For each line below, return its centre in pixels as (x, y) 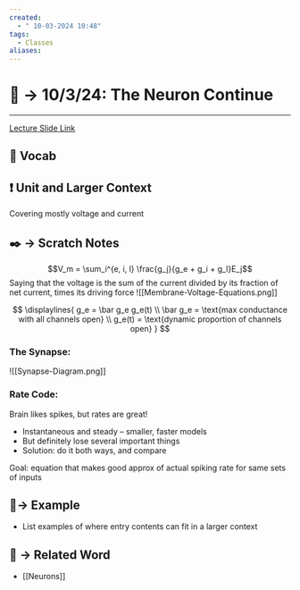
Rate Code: (34, 394)
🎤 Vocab (33, 156)
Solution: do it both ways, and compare (94, 450)
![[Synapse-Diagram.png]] (58, 371)
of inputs (25, 477)
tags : (19, 34)
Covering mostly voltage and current (77, 214)
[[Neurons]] (44, 577)
